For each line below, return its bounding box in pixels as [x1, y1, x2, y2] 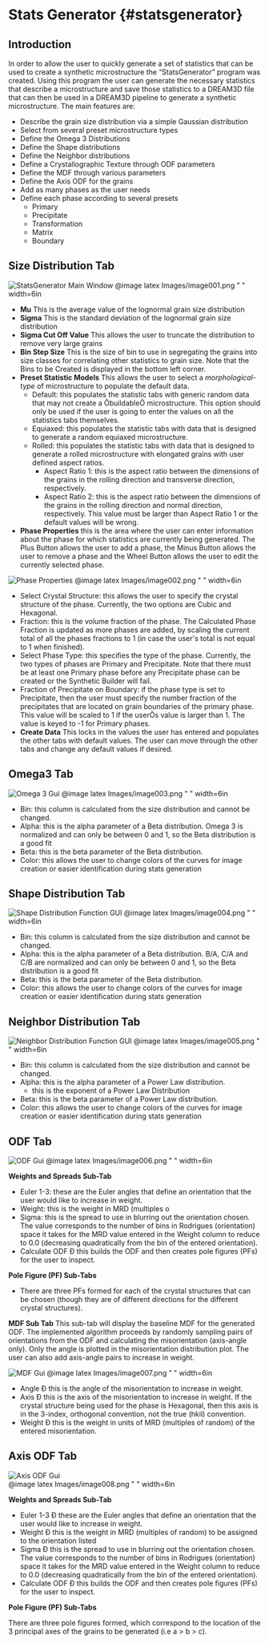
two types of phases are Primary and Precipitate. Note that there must [19, 659, 251, 668]
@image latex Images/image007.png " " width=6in [46, 1368, 213, 1378]
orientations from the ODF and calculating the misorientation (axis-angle [8, 1336, 247, 1345]
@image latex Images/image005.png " [133, 1036, 260, 1046]
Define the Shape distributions [19, 143, 121, 151]
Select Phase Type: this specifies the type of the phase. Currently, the [19, 651, 251, 660]
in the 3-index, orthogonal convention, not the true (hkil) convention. [19, 1409, 247, 1419]
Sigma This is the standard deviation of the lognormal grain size [19, 312, 231, 322]
